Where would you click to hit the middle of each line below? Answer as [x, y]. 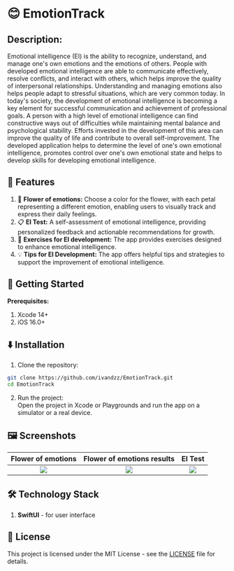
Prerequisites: [28, 301]
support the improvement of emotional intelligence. [91, 262]
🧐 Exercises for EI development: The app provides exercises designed [119, 239]
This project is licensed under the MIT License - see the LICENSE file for [111, 554]
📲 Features [31, 182]
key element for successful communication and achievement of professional [117, 108]
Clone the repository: [48, 365]
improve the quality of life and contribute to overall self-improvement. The [114, 138]
